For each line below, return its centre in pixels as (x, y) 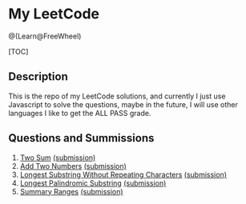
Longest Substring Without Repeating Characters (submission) (123, 174)
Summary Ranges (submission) (71, 191)
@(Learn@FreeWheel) (45, 36)
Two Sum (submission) (58, 158)
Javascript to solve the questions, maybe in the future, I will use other (123, 104)
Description (38, 77)
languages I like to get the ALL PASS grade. (80, 113)
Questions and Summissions (81, 138)
